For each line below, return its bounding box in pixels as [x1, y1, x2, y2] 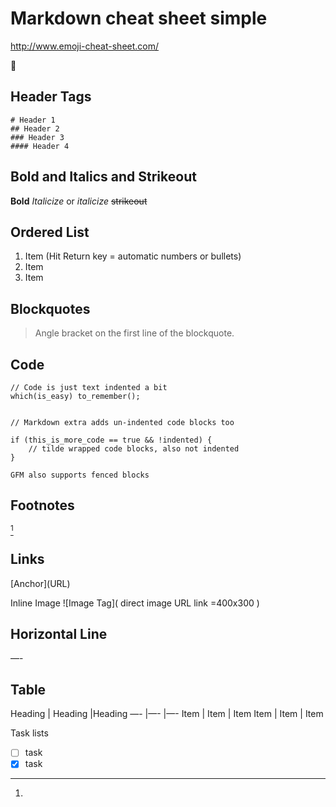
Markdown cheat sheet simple [10, 7, 268, 30]
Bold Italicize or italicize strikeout [10, 195, 148, 207]
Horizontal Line [10, 626, 108, 643]
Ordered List [10, 223, 90, 241]
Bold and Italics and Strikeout [10, 168, 197, 186]
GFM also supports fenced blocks [10, 470, 150, 480]
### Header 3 [10, 132, 65, 142]
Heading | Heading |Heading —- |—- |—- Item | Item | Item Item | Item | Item [10, 708, 324, 720]
